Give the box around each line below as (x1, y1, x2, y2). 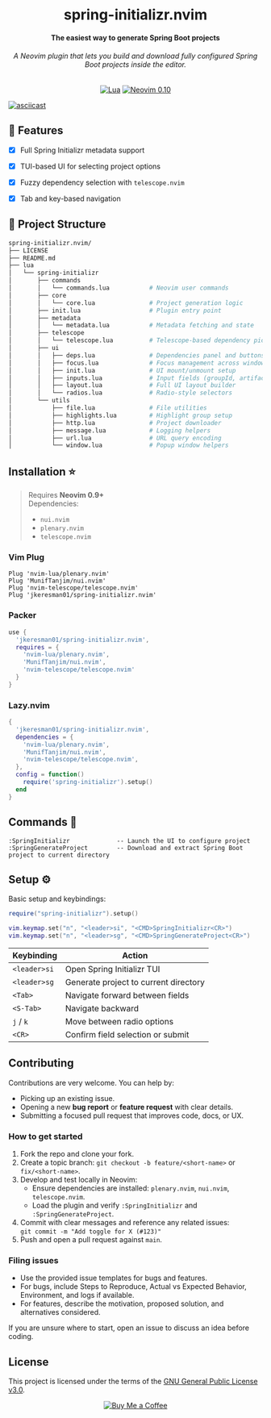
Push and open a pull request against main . (19, 1235, 163, 1245)
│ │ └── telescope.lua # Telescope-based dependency (8, 336, 251, 344)
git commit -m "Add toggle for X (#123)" (19, 1228, 161, 1236)
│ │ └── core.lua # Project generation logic (8, 298, 244, 307)
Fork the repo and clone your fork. (19, 1149, 135, 1159)
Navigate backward (65, 1003, 140, 1014)
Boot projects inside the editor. (84, 60, 187, 69)
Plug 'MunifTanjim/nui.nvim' (8, 577, 106, 586)
